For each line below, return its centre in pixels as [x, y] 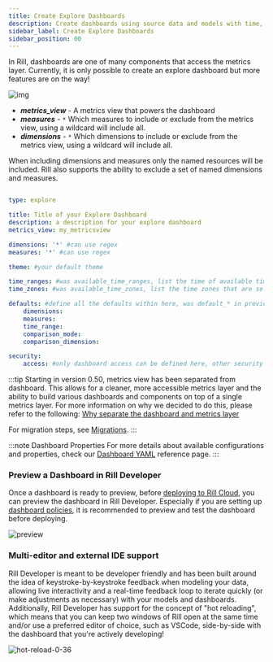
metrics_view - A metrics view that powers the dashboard [117, 111]
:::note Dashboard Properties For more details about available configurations [136, 446]
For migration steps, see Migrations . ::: [73, 430]
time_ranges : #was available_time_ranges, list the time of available [130, 281]
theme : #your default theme [56, 267]
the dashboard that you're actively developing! [87, 634]
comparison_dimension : [61, 342]
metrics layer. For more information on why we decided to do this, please [130, 405]
